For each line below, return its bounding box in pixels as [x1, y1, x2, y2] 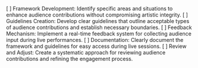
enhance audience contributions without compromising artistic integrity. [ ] [6, 11, 188, 18]
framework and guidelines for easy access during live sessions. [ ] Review [6, 43, 187, 50]
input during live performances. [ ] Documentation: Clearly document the [6, 37, 184, 43]
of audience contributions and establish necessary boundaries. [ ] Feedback [6, 24, 192, 31]
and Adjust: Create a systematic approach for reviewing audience [6, 49, 165, 56]
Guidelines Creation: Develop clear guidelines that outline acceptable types [6, 18, 190, 24]
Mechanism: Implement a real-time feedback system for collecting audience [6, 30, 192, 37]
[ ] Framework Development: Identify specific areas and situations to [6, 5, 173, 12]
